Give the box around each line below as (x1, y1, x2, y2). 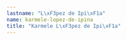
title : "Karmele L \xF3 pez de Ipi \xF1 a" (6, 22, 121, 29)
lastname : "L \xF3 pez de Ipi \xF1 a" (6, 9, 106, 17)
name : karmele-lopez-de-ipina (6, 16, 94, 23)
